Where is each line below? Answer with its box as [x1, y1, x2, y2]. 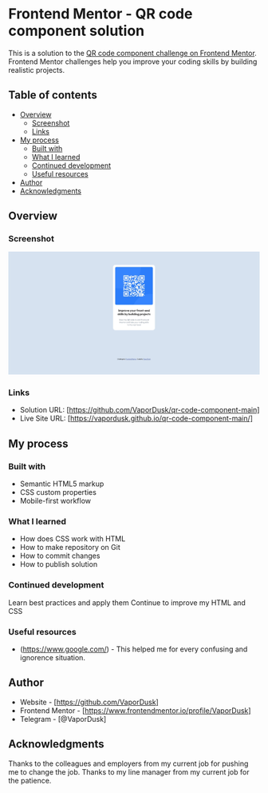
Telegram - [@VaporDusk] [19, 714, 107, 723]
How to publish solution [19, 560, 98, 569]
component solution [8, 22, 145, 40]
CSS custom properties [19, 488, 97, 497]
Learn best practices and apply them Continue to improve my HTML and [8, 597, 246, 608]
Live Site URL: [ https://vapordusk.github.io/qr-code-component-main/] [19, 413, 254, 424]
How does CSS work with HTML [19, 534, 126, 544]
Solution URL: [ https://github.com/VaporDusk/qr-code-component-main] [19, 405, 260, 415]
